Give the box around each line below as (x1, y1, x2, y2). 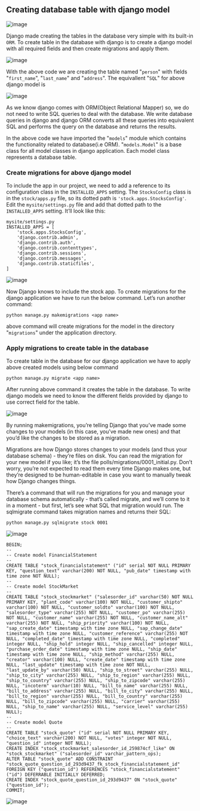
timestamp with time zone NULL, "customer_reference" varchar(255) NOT (6, 631, 188, 637)
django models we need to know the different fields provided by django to (6, 392, 188, 400)
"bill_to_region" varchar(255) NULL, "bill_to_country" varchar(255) (6, 693, 183, 699)
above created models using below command (6, 364, 118, 371)
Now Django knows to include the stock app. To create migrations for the (6, 288, 186, 295)
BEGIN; (6, 542, 23, 548)
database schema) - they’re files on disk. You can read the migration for (6, 452, 183, 459)
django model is (6, 81, 46, 88)
